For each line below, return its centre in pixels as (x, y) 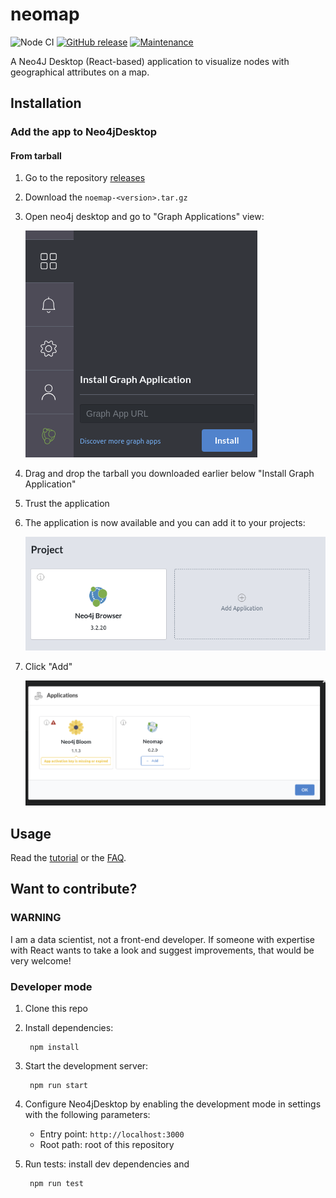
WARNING (36, 918)
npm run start (59, 1085)
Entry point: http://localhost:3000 (112, 1134)
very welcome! (41, 960)
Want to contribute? (74, 889)
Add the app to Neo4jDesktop (84, 132)
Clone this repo (56, 1008)
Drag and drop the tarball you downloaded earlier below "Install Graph (169, 474)
